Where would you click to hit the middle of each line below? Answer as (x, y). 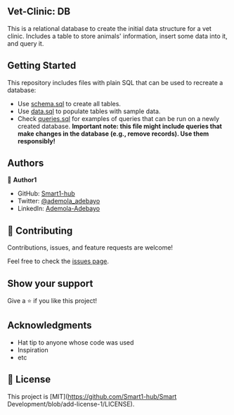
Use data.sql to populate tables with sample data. (89, 111)
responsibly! (37, 141)
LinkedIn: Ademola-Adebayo (59, 209)
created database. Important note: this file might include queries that (120, 126)
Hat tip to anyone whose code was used (76, 342)
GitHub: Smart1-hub (46, 193)
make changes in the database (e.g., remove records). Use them (113, 134)
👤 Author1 (22, 180)
